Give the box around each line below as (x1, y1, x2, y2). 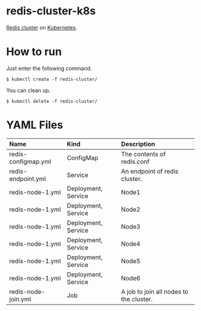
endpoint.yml (9, 175, 46, 183)
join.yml (9, 295, 31, 303)
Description (121, 139, 156, 148)
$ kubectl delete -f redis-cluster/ (6, 98, 98, 104)
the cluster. (121, 295, 153, 303)
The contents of (121, 150, 166, 158)
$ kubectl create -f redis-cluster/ (6, 76, 98, 82)
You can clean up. (6, 87, 51, 94)
